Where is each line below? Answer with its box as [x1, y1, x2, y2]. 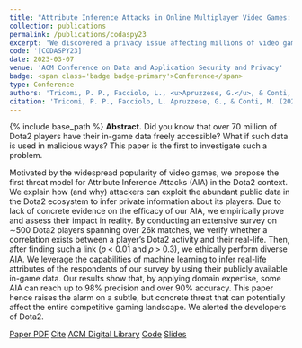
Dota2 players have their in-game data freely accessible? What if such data [9, 131, 289, 142]
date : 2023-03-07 [9, 55, 75, 64]
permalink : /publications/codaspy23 [9, 30, 147, 39]
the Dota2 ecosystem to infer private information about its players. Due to [9, 196, 281, 207]
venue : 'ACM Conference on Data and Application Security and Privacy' [9, 64, 283, 73]
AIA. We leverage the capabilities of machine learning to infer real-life [9, 254, 267, 265]
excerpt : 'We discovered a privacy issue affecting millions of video [9, 38, 280, 48]
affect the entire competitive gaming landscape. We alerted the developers [9, 302, 287, 313]
